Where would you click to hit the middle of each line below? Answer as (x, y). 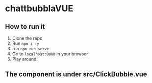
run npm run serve (30, 49)
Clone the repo (27, 38)
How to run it (25, 27)
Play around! (25, 59)
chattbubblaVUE (39, 9)
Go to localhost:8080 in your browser (50, 54)
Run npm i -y (25, 43)
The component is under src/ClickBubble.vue (76, 74)
